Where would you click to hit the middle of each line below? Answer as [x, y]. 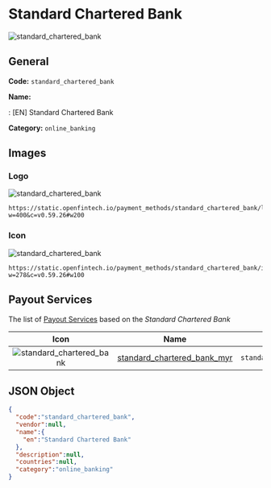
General [29, 62]
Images [27, 153]
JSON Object [42, 391]
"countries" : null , [47, 462]
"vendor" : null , [41, 425]
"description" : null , [50, 455]
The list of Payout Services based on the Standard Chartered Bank [120, 319]
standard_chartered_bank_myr [175, 358]
